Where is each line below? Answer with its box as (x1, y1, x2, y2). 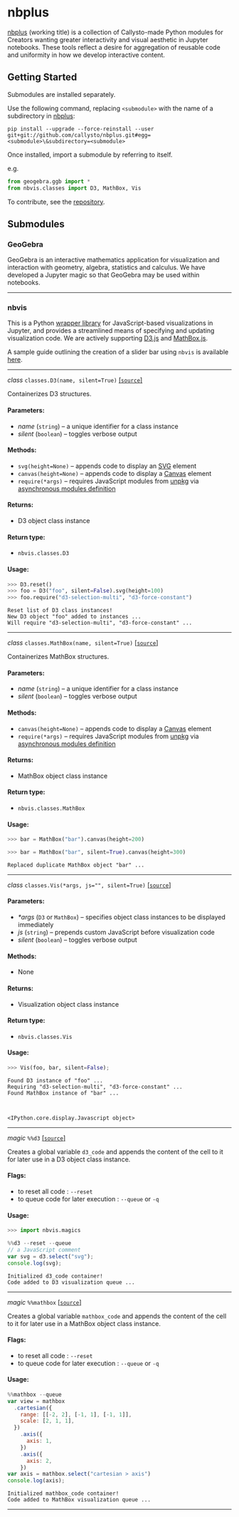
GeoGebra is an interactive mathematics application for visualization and (7, 256, 220, 264)
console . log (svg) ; (7, 1259, 62, 1267)
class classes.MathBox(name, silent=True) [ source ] (7, 638, 159, 647)
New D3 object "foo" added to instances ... (7, 613, 142, 621)
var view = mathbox (7, 1397, 65, 1404)
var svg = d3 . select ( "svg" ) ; (7, 1253, 94, 1260)
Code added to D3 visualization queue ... (7, 1278, 135, 1286)
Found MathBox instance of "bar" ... (7, 1089, 119, 1097)
